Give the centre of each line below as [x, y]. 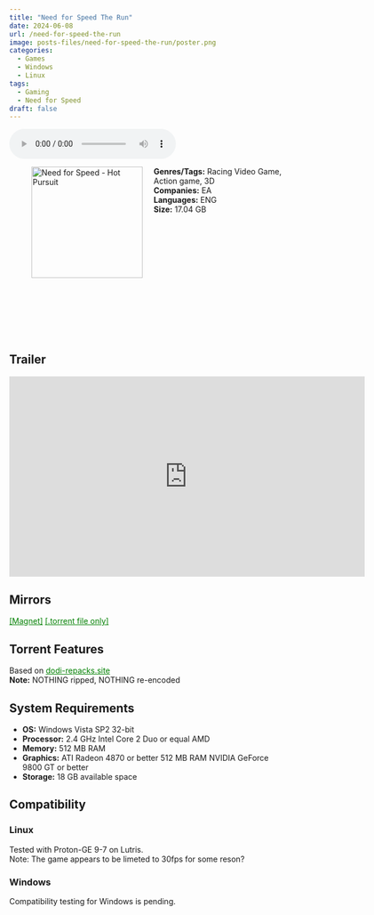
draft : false [33, 109]
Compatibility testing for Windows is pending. [92, 902]
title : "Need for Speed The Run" [71, 17]
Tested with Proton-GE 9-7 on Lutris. [76, 849]
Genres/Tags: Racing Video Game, [218, 172]
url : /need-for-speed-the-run [65, 34]
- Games [32, 59]
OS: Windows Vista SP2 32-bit [78, 730]
